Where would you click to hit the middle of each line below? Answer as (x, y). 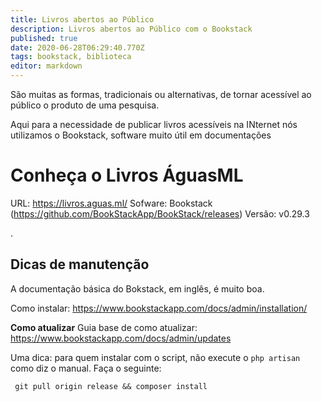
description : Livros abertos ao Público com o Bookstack (131, 29)
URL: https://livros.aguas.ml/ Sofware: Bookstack (111, 203)
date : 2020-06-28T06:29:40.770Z (77, 47)
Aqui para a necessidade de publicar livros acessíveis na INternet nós (154, 124)
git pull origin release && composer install (111, 386)
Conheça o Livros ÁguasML (127, 175)
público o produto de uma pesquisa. (85, 105)
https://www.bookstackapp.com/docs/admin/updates (121, 338)
